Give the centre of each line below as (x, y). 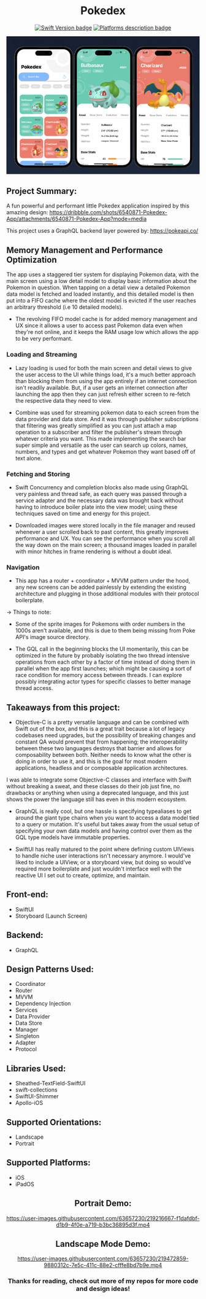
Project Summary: (42, 191)
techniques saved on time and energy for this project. (83, 513)
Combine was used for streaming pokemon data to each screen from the (107, 413)
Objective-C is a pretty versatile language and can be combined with (102, 722)
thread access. (34, 688)
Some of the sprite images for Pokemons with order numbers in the (100, 624)
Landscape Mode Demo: (103, 1244)
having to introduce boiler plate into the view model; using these (96, 506)
